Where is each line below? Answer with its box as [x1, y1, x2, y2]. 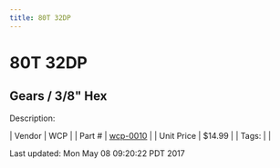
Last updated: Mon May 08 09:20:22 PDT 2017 [9, 147, 185, 159]
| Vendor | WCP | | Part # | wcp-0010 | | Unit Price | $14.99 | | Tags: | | [9, 130, 272, 141]
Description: [9, 113, 56, 124]
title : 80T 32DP [9, 13, 71, 23]
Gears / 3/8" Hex [9, 88, 108, 104]
